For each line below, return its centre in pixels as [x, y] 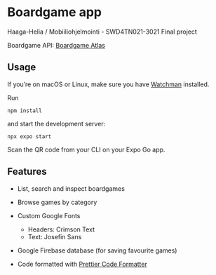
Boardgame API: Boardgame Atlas [56, 45]
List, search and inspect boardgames [71, 188]
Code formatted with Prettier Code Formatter [82, 264]
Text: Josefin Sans [55, 236]
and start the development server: [56, 123]
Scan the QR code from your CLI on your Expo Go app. [86, 149]
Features [27, 172]
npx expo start [29, 136]
